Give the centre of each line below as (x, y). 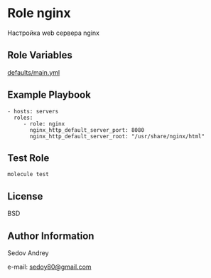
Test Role (28, 158)
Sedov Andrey (28, 253)
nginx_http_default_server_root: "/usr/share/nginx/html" (117, 136)
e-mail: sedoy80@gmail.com (49, 267)
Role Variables (40, 55)
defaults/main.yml (34, 72)
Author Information (51, 236)
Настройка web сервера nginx (53, 33)
